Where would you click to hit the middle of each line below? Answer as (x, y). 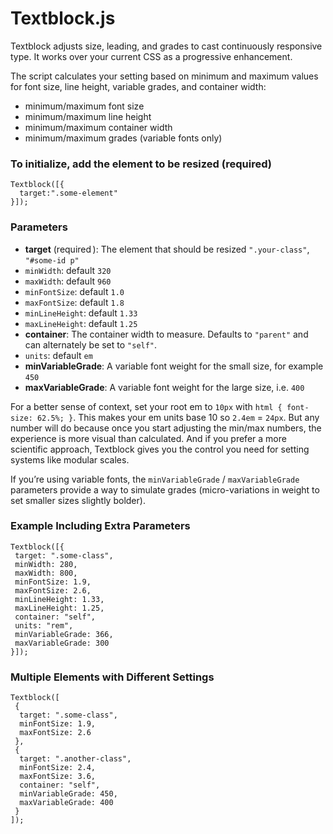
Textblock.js (63, 18)
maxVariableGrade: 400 (66, 803)
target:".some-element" (68, 193)
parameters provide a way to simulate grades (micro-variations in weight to (165, 489)
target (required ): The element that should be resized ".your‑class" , (167, 249)
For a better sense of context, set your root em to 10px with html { (146, 406)
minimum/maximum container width (98, 127)
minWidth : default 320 (68, 270)
